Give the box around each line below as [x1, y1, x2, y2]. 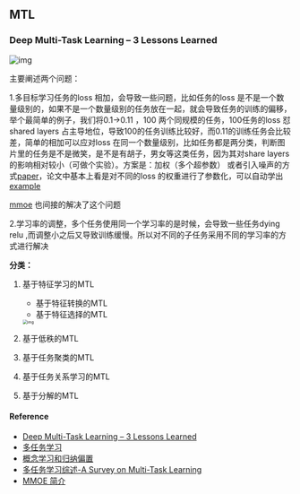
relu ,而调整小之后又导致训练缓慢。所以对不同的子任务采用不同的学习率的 [9, 229, 279, 240]
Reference [9, 412, 49, 422]
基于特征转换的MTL [35, 298, 108, 308]
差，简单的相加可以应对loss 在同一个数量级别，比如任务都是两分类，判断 [9, 136, 278, 147]
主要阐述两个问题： [9, 73, 81, 83]
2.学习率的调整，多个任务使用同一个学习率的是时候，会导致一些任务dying [9, 218, 280, 229]
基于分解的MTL [21, 390, 79, 401]
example [9, 180, 41, 191]
